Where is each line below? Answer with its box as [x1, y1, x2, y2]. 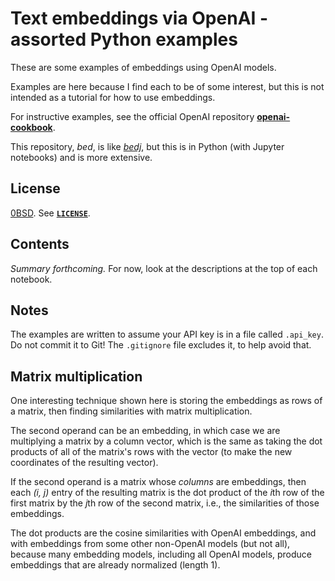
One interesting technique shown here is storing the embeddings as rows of [10, 395, 323, 407]
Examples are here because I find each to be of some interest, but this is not [10, 80, 325, 92]
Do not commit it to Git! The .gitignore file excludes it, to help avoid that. [10, 339, 312, 351]
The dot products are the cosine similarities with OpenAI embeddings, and [10, 527, 317, 539]
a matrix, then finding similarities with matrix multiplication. [10, 405, 253, 417]
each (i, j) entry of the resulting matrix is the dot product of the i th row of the [10, 487, 325, 499]
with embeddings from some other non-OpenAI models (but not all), [10, 538, 291, 550]
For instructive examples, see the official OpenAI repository [10, 110, 255, 122]
